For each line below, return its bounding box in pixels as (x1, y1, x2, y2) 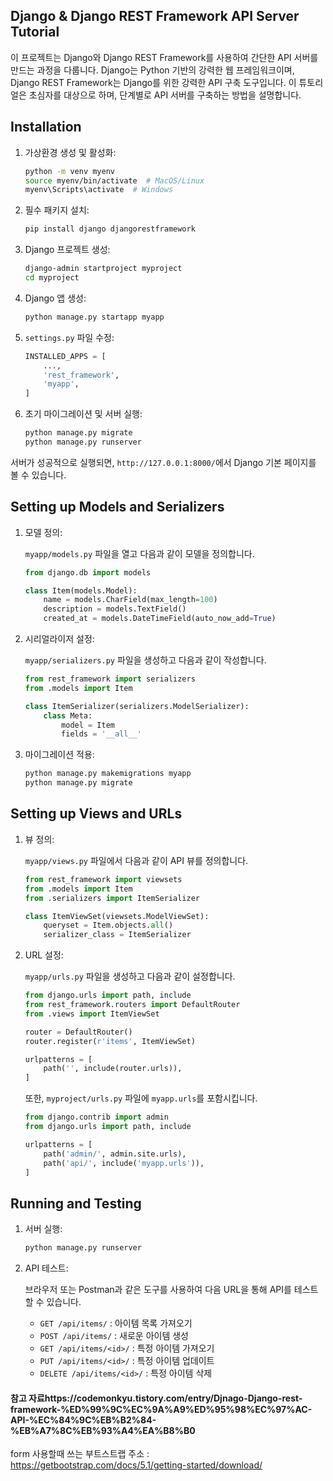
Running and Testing (10, 1195, 142, 1212)
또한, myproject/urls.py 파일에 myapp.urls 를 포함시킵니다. (24, 1092, 258, 1104)
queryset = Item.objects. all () (43, 920, 174, 931)
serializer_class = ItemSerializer (43, 930, 192, 940)
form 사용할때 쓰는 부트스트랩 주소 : (10, 1448, 150, 1460)
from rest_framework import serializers (24, 674, 196, 684)
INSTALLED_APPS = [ (24, 351, 107, 361)
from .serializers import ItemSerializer (24, 893, 201, 903)
